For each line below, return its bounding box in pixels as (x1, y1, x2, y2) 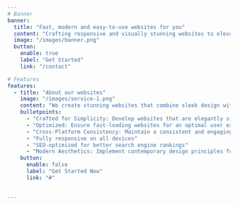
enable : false (25, 161, 69, 168)
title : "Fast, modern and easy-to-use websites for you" (13, 23, 186, 30)
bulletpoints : (20, 109, 62, 116)
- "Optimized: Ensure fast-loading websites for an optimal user (25, 122, 223, 129)
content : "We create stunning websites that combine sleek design (20, 102, 220, 110)
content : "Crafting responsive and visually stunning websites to (13, 30, 214, 37)
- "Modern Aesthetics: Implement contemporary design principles (25, 148, 223, 156)
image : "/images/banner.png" (13, 37, 100, 44)
